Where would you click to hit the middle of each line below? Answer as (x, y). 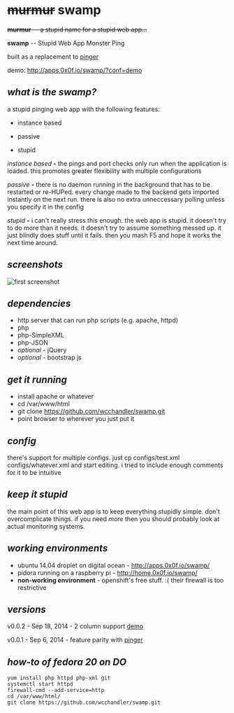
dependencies (39, 303)
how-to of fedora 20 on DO (67, 662)
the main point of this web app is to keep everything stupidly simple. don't (114, 511)
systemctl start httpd (40, 684)
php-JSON (33, 342)
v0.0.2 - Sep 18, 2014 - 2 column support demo (75, 626)
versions (27, 610)
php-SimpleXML (41, 335)
